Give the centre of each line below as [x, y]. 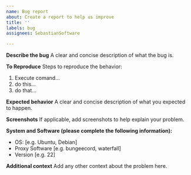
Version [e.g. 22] [35, 155]
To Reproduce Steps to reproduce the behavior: [64, 67]
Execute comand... [37, 78]
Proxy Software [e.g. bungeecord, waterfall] [68, 149]
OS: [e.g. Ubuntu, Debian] [46, 142]
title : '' [18, 22]
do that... [26, 90]
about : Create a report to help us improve [60, 17]
